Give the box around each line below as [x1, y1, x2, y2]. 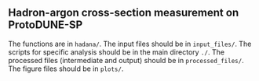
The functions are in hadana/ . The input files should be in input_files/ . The [8, 39, 252, 48]
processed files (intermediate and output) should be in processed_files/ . [8, 55, 245, 65]
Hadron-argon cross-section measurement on [8, 6, 239, 19]
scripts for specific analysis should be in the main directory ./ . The [8, 47, 225, 57]
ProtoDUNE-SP [8, 19, 83, 32]
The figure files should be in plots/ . [8, 64, 124, 73]
